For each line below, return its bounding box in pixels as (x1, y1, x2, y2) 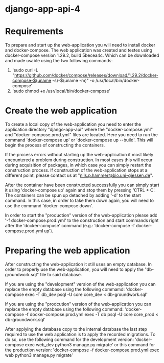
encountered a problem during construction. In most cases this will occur (5, 157, 153, 163)
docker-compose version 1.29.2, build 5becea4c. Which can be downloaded (5, 52, 159, 58)
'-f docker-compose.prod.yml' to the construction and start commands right (5, 218, 159, 223)
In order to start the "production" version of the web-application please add (5, 212, 158, 218)
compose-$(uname (12, 77, 51, 84)
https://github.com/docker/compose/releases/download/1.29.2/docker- (14, 73, 159, 78)
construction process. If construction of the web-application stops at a (5, 168, 148, 173)
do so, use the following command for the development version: (5, 337, 134, 342)
